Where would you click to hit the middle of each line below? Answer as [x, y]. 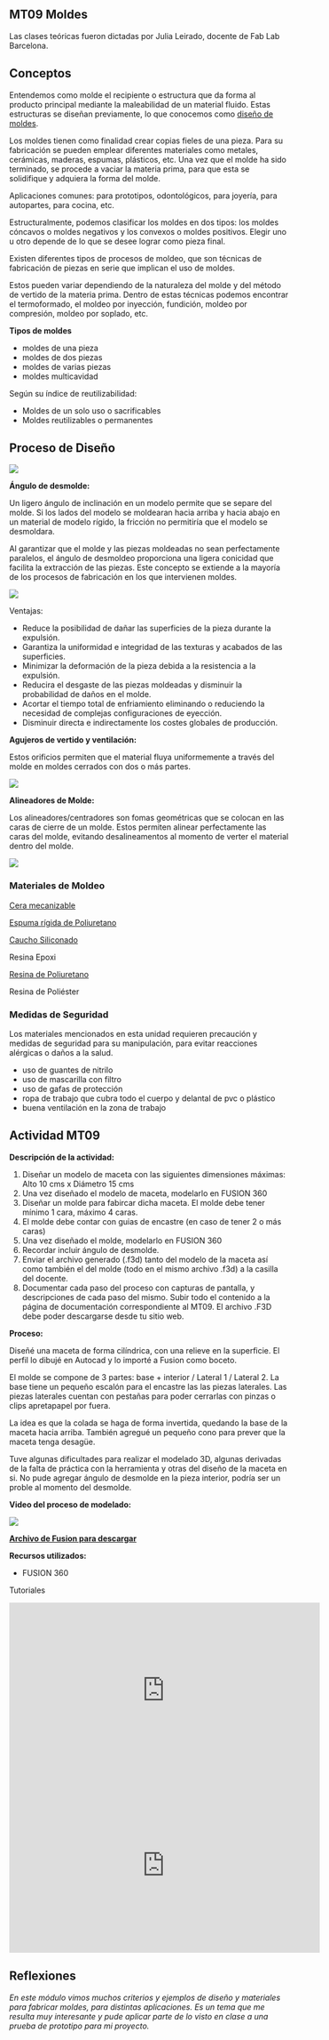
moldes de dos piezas [62, 357]
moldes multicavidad [60, 376]
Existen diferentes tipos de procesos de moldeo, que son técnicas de [136, 258]
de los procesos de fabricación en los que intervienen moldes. [123, 577]
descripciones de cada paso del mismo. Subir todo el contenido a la [146, 1297]
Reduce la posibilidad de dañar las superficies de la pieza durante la [147, 628]
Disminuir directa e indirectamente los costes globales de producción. [150, 723]
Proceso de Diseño [62, 448]
